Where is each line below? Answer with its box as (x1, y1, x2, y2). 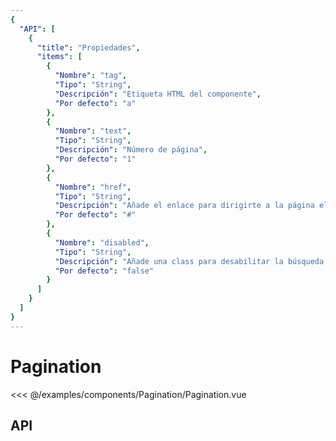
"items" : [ (36, 52, 83, 62)
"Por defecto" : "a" (54, 98, 137, 108)
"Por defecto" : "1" (54, 154, 137, 164)
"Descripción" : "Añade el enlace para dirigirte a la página (54, 201, 315, 211)
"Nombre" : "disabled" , (54, 237, 150, 248)
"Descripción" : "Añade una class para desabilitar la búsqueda (54, 256, 325, 266)
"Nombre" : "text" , (54, 126, 132, 136)
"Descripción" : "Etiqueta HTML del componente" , (54, 89, 262, 99)
